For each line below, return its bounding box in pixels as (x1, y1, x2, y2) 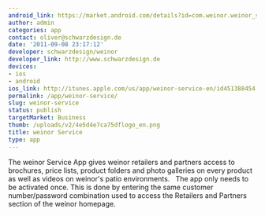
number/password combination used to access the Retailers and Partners (8, 190, 247, 200)
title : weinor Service (8, 128, 83, 136)
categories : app (8, 26, 62, 34)
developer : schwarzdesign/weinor (8, 48, 118, 56)
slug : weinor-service (8, 99, 80, 107)
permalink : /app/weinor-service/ (8, 92, 118, 100)
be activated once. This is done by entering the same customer (8, 182, 214, 192)
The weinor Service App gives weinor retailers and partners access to (8, 157, 235, 167)
